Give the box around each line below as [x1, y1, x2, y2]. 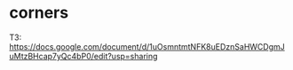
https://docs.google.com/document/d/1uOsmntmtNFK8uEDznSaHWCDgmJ [9, 41, 286, 51]
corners [9, 3, 69, 23]
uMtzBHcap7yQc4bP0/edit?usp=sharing [9, 51, 158, 61]
